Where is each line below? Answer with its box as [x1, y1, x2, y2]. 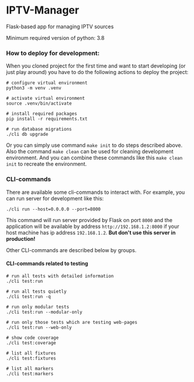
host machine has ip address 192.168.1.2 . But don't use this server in [6, 229, 176, 236]
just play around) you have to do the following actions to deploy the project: [6, 69, 189, 76]
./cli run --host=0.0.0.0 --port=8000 [6, 206, 101, 212]
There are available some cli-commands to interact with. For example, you [6, 189, 185, 196]
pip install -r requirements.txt [6, 116, 88, 122]
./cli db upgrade [6, 132, 49, 138]
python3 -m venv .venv [6, 85, 62, 91]
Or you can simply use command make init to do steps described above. [6, 142, 183, 149]
